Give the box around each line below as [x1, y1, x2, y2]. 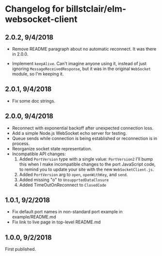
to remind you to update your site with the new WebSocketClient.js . [19, 166, 154, 172]
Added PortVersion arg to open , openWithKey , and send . [19, 171, 128, 177]
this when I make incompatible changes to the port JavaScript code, [19, 161, 156, 167]
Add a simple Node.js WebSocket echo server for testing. [12, 130, 127, 136]
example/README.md [12, 214, 56, 220]
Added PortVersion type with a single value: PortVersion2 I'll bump [19, 156, 153, 162]
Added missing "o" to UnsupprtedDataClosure [19, 177, 109, 183]
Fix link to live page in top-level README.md [12, 219, 101, 225]
